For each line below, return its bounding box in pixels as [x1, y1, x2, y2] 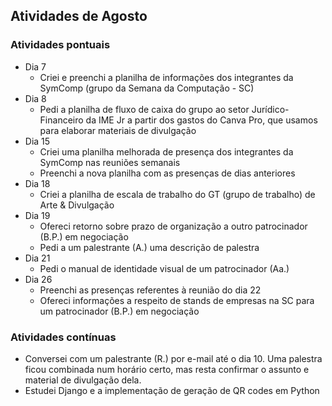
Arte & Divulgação [39, 199, 115, 211]
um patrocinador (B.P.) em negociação [39, 305, 200, 317]
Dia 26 [24, 273, 53, 285]
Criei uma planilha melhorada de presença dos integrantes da [39, 145, 294, 158]
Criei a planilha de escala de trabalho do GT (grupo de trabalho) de [39, 188, 316, 200]
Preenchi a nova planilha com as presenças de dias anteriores [39, 167, 296, 179]
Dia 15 [24, 135, 51, 147]
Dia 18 [24, 177, 51, 189]
